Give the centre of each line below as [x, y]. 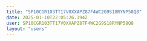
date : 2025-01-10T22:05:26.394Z [47, 17]
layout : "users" [27, 29]
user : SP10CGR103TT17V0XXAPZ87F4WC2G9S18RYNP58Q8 [70, 23]
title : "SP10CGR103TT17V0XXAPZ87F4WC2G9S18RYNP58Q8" [74, 12]
